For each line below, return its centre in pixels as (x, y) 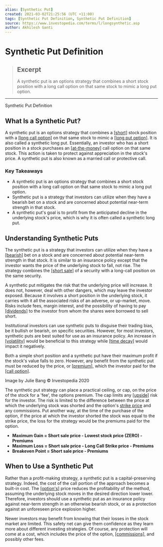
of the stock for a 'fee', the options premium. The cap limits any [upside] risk (81, 395)
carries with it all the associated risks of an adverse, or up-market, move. (78, 301)
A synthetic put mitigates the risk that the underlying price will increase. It (79, 285)
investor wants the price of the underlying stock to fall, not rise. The (73, 265)
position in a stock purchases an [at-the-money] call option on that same (78, 148)
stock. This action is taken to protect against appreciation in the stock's (76, 153)
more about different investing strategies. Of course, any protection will (76, 529)
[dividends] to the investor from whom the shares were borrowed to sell (77, 311)
